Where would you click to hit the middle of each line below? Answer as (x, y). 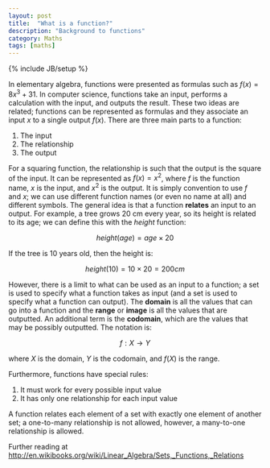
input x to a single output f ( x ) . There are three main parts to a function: (125, 120)
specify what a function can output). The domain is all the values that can (131, 302)
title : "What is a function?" (61, 23)
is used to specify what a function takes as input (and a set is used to (123, 293)
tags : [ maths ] (32, 46)
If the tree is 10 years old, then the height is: (81, 254)
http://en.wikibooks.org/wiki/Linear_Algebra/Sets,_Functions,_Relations (126, 455)
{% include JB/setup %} (48, 68)
